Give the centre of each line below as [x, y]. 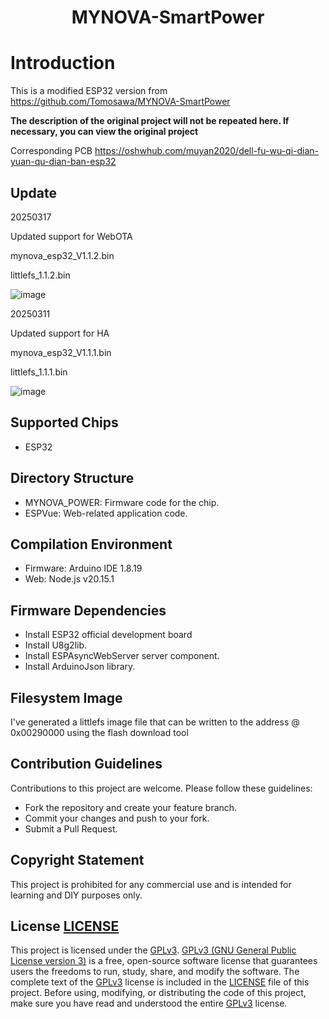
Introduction [63, 63]
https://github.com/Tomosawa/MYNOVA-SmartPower [120, 102]
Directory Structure [72, 478]
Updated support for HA [60, 333]
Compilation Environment [91, 544]
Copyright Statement [77, 860]
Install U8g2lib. [56, 645]
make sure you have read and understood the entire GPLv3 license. [149, 1003]
